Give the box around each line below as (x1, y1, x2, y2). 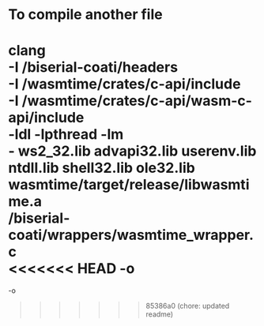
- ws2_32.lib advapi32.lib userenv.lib (8, 142, 257, 160)
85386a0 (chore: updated (145, 302, 230, 311)
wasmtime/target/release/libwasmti (8, 176, 250, 194)
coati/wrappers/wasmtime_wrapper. (8, 227, 255, 244)
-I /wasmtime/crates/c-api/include (8, 75, 241, 93)
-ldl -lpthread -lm (8, 126, 124, 144)
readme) (145, 309, 174, 319)
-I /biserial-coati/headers (8, 58, 179, 77)
